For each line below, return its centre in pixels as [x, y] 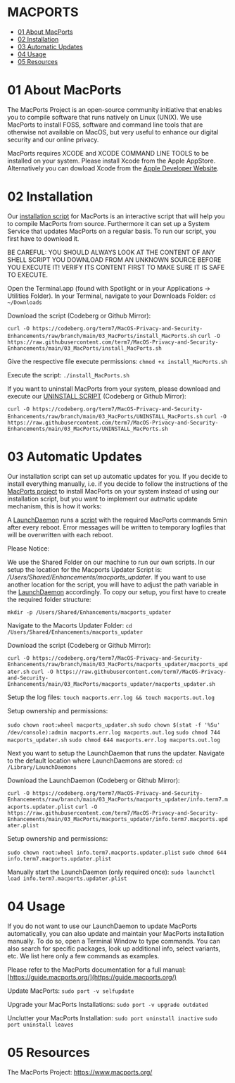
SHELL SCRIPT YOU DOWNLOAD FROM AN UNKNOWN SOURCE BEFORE [114, 259]
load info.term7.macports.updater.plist [68, 878]
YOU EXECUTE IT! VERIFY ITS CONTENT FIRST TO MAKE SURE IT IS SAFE [116, 267]
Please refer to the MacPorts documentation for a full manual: [97, 970]
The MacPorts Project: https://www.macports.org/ [80, 1072]
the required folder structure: [49, 599]
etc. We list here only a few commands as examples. [83, 956]
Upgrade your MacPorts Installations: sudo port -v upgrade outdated [108, 1004]
